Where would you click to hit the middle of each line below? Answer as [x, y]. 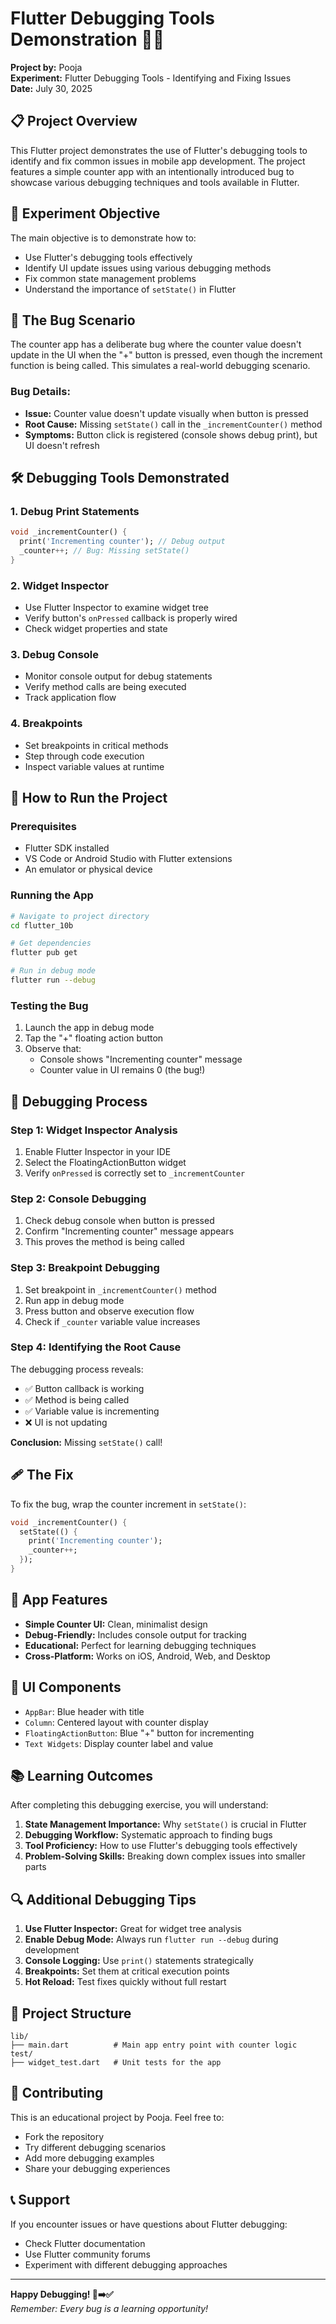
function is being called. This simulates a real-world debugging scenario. [160, 366]
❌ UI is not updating [66, 1422]
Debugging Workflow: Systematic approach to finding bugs [148, 1835]
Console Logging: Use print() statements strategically [139, 1961]
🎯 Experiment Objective [85, 213]
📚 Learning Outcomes [82, 1775]
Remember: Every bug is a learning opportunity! [109, 2308]
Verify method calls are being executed [105, 687]
